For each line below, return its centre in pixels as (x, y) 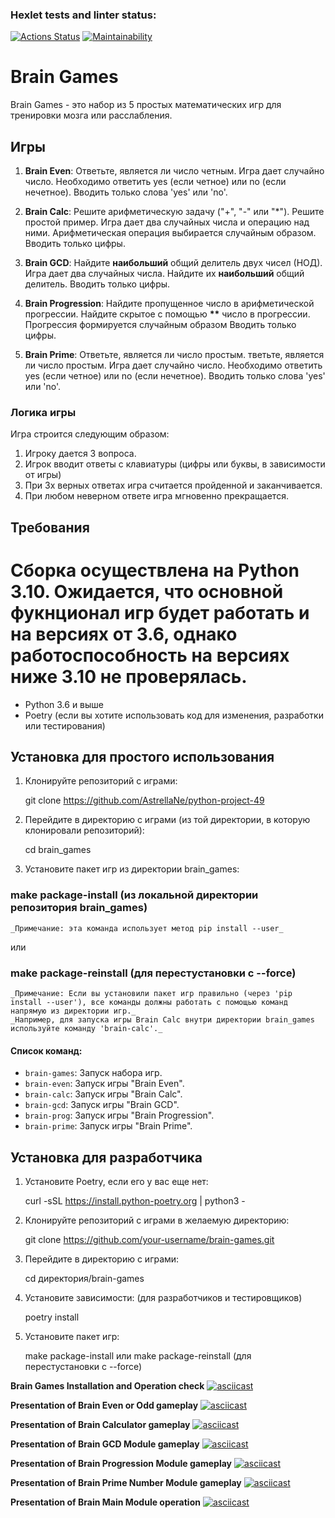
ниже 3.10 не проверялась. (129, 676)
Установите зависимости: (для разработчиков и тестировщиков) (163, 1298)
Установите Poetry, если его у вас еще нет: (116, 1182)
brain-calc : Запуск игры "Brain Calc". (103, 1094)
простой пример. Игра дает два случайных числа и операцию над (167, 222)
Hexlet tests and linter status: (83, 15)
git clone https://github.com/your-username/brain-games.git (149, 1240)
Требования (50, 527)
